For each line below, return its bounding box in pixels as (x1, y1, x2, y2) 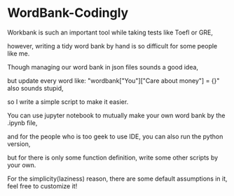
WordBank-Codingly (7, 5, 129, 21)
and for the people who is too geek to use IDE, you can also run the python (7, 132, 223, 141)
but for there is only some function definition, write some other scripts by (7, 153, 219, 162)
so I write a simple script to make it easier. (7, 97, 129, 106)
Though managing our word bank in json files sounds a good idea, (7, 63, 198, 71)
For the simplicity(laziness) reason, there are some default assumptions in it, (7, 174, 228, 183)
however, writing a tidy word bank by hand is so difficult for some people (7, 41, 218, 50)
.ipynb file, (7, 118, 38, 127)
